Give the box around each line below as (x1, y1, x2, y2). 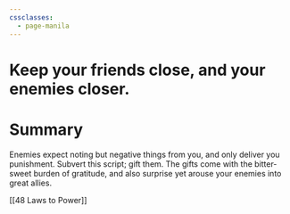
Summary (9, 119, 83, 139)
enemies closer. (9, 78, 130, 99)
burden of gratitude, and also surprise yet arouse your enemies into (33, 168, 282, 178)
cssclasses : (9, 12, 54, 22)
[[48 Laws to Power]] (9, 194, 87, 205)
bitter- (253, 158, 278, 169)
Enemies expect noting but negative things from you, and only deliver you (9, 149, 280, 160)
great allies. (9, 177, 52, 188)
